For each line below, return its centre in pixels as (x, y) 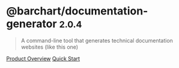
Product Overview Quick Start (43, 58)
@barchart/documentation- (77, 11)
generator (32, 24)
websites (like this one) (50, 47)
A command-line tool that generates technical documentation (97, 40)
